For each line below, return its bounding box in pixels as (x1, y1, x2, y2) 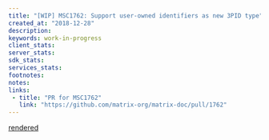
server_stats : (8, 49, 56, 57)
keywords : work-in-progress (8, 34, 102, 42)
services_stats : (8, 64, 62, 72)
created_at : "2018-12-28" (8, 19, 94, 27)
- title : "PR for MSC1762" (11, 94, 102, 102)
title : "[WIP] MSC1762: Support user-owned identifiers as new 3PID (8, 11, 242, 20)
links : (8, 86, 30, 94)
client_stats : (8, 42, 56, 50)
